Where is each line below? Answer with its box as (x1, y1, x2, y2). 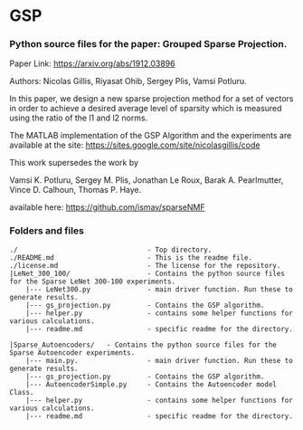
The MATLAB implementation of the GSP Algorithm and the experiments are (9, 130, 292, 141)
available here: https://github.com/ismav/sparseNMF (9, 202, 205, 213)
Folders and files (9, 225, 84, 237)
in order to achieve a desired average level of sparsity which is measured (9, 103, 282, 114)
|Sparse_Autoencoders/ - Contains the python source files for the (9, 340, 278, 349)
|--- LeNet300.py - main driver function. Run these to (25, 284, 294, 294)
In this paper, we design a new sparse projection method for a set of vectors (9, 93, 294, 104)
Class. (9, 387, 34, 397)
